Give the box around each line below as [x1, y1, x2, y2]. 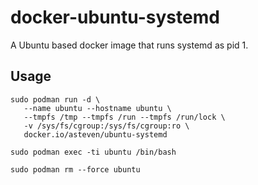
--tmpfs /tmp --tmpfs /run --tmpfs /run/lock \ [23, 112, 226, 122]
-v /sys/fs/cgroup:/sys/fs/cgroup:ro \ [23, 121, 190, 131]
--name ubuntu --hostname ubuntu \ [23, 103, 172, 113]
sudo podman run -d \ [10, 94, 101, 105]
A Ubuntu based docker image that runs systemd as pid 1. [10, 39, 249, 51]
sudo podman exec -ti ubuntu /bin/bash [10, 147, 177, 157]
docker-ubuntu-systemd [10, 6, 220, 29]
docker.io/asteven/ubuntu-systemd [23, 129, 168, 140]
